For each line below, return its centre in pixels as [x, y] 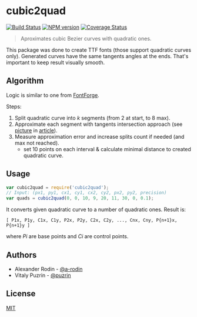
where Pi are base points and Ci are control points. [67, 236]
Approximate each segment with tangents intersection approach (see [98, 124]
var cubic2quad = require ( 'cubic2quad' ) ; [58, 187]
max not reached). [37, 143]
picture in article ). [36, 130]
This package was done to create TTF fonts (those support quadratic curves [99, 50]
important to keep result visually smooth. [56, 62]
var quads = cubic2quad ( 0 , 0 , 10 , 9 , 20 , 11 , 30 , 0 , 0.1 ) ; [80, 198]
